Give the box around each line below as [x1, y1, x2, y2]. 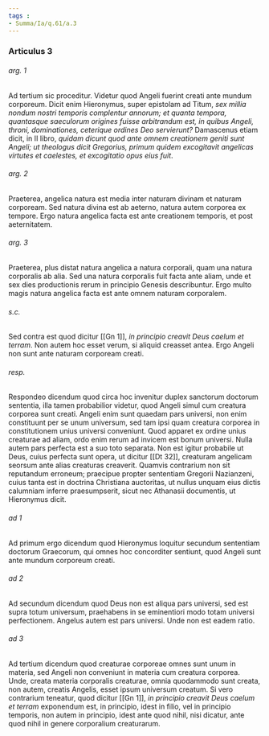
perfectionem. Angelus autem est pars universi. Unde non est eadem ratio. [8, 615, 255, 625]
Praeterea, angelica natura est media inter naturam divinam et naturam [8, 194, 243, 204]
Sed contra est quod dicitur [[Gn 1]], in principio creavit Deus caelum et [8, 331, 245, 342]
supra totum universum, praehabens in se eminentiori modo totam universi [8, 606, 255, 616]
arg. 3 [8, 238, 28, 248]
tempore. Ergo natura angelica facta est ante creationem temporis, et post [8, 211, 253, 220]
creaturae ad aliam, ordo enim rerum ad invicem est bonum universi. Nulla [8, 435, 253, 445]
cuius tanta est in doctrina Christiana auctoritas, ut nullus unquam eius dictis [8, 478, 261, 487]
